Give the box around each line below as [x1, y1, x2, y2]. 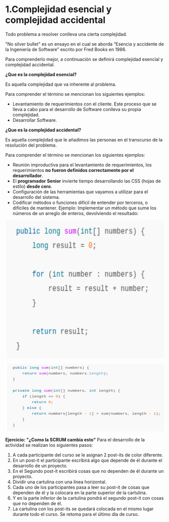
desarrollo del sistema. [12, 194, 60, 200]
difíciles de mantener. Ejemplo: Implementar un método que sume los [12, 204, 157, 211]
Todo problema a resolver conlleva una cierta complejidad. [5, 31, 128, 37]
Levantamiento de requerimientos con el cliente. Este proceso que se [12, 100, 157, 107]
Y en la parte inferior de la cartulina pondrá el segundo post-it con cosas [12, 495, 164, 501]
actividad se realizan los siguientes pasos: [5, 442, 93, 448]
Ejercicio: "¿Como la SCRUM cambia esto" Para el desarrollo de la [5, 436, 145, 442]
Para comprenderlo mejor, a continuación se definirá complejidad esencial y [5, 56, 163, 62]
